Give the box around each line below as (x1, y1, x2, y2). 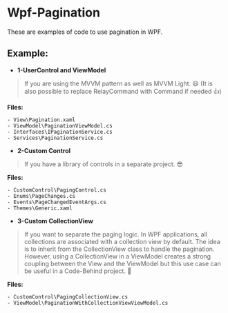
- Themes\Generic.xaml (7, 205, 73, 212)
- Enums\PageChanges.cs (7, 192, 76, 199)
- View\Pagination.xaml (7, 116, 76, 123)
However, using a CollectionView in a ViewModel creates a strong (23, 252, 211, 260)
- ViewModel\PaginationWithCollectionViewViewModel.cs (7, 299, 169, 306)
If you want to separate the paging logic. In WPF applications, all (23, 230, 207, 239)
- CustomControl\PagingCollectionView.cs (7, 293, 129, 301)
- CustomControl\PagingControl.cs (7, 186, 107, 194)
